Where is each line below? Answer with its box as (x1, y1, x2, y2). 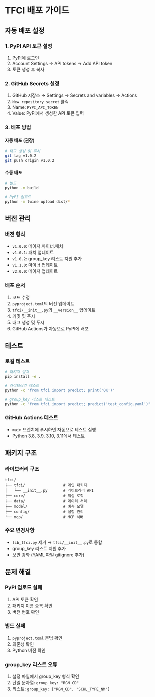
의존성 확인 (12, 641, 34, 647)
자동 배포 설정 (5, 26, 45, 35)
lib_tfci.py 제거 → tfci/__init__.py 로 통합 (12, 539, 102, 545)
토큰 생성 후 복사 (12, 66, 45, 72)
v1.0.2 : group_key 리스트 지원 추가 (12, 256, 82, 262)
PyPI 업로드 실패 (5, 584, 42, 591)
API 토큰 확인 (12, 596, 38, 602)
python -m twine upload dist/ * (5, 199, 70, 204)
